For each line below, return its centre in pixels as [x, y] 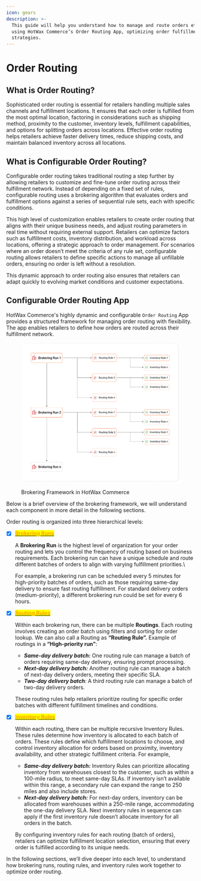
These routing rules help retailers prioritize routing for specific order [99, 699]
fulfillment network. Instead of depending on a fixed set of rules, [86, 188]
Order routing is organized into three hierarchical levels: [75, 522]
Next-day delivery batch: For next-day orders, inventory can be [103, 798]
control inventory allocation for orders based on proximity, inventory [99, 748]
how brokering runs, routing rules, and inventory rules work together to [94, 865]
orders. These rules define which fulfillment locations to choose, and [100, 742]
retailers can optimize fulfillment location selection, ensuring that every [102, 841]
